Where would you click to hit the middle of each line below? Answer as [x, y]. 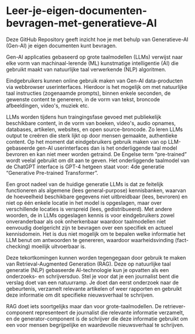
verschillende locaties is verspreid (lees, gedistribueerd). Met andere [89, 209]
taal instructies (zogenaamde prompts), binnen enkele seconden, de [88, 93]
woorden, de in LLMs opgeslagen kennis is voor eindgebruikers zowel [90, 215]
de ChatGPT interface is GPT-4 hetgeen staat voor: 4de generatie [85, 166]
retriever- [174, 306]
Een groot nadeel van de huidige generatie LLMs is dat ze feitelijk [85, 184]
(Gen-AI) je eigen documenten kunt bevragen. [61, 46]
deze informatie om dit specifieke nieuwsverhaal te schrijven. [80, 295]
